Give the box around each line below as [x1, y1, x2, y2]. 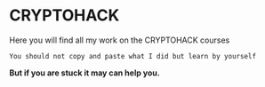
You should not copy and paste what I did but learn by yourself [9, 51, 256, 60]
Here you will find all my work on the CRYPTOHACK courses [9, 35, 230, 45]
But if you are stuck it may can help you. [9, 67, 160, 78]
